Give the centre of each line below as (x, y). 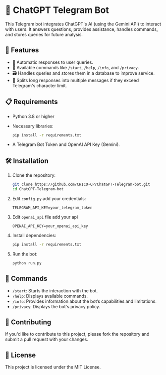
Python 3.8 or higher (33, 116)
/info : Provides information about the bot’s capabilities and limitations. (84, 301)
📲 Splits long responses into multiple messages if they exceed (76, 80)
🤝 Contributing (28, 322)
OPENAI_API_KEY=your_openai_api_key (50, 226)
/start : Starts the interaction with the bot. (55, 290)
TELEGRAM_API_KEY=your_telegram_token (52, 208)
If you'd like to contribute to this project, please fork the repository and (77, 334)
